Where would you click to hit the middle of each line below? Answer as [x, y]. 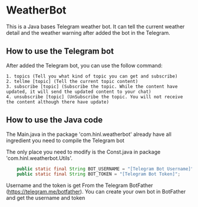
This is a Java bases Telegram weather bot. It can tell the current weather [95, 26]
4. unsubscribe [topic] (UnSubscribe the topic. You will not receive [95, 97]
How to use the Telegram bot [60, 51]
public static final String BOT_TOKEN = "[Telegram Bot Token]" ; [99, 174]
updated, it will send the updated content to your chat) [79, 92]
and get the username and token [46, 198]
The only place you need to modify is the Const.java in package [83, 152]
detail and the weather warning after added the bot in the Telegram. [88, 32]
